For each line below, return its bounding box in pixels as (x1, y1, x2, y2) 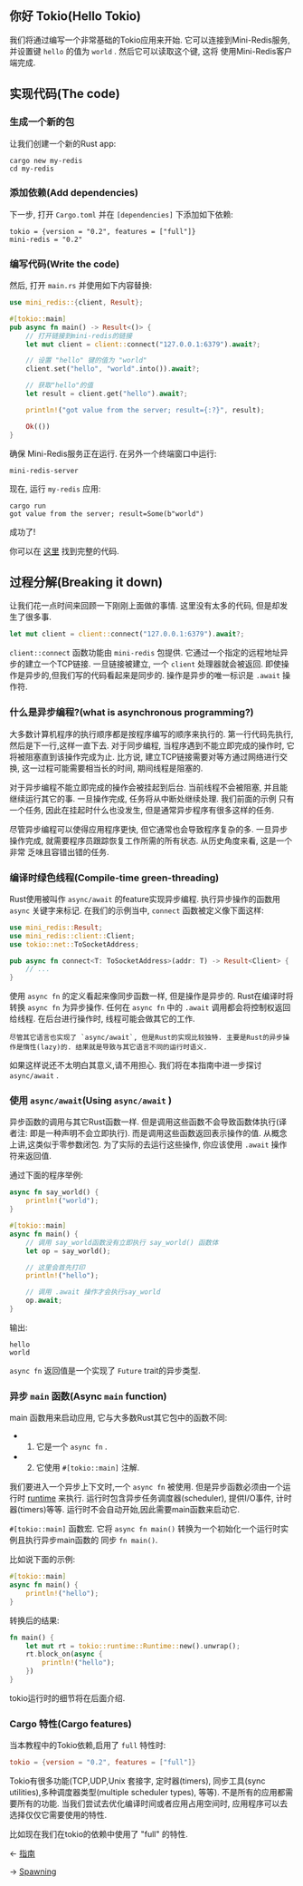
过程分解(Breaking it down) (9, 574, 163, 589)
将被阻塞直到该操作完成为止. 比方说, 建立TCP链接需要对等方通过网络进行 (9, 751, 280, 762)
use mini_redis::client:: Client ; (9, 931, 136, 940)
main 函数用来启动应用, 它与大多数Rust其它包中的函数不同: (9, 1413, 228, 1424)
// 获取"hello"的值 (25, 381, 93, 390)
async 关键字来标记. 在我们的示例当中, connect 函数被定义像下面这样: (9, 905, 264, 916)
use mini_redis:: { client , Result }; (9, 298, 144, 307)
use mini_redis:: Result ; (9, 923, 103, 932)
